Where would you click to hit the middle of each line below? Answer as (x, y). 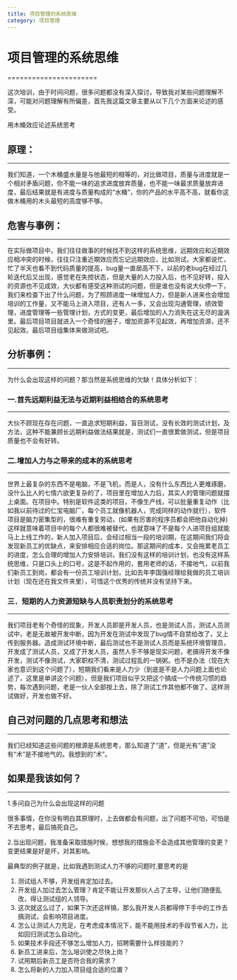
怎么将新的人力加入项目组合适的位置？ (73, 969)
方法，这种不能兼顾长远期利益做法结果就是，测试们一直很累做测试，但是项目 (119, 432)
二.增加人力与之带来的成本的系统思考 (70, 461)
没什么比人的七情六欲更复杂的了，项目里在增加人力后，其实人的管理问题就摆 (119, 493)
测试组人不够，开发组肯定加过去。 (67, 881)
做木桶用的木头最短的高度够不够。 (57, 201)
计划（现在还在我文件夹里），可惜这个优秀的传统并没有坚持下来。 (102, 582)
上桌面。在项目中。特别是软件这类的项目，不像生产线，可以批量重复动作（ (115, 502)
